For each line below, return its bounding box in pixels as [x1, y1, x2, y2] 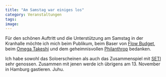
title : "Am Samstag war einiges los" [5, 7, 85, 13]
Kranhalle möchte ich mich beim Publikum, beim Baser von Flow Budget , [5, 41, 155, 47]
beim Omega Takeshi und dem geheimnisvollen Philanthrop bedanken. [5, 46, 151, 52]
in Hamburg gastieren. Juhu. [5, 66, 64, 72]
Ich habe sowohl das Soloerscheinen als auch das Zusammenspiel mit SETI [5, 56, 161, 62]
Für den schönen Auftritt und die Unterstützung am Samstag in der [5, 35, 143, 41]
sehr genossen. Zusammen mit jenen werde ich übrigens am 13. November [5, 61, 160, 67]
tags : [5, 17, 17, 22]
